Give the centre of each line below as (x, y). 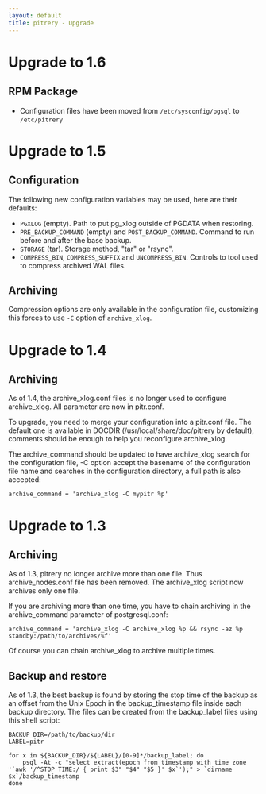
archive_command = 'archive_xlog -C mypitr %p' (89, 494)
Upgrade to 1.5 (57, 151)
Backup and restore (58, 676)
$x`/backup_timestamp (44, 777)
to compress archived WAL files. (73, 265)
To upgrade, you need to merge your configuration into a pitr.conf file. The (130, 422)
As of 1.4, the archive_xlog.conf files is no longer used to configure (118, 399)
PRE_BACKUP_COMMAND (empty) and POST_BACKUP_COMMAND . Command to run (137, 232)
